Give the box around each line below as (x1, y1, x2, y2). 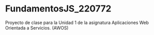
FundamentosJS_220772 (5, 3, 111, 14)
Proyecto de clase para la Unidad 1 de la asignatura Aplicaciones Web (5, 19, 149, 25)
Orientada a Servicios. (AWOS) (5, 24, 69, 30)
